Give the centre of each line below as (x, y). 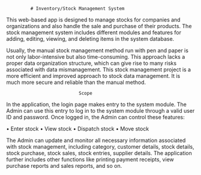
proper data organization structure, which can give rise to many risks (91, 63)
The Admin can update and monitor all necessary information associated (96, 140)
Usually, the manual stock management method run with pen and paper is (97, 50)
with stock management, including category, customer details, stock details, (100, 147)
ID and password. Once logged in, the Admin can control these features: (95, 117)
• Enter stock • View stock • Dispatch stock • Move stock (78, 129)
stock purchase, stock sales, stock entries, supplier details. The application (99, 153)
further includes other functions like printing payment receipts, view (90, 159)
